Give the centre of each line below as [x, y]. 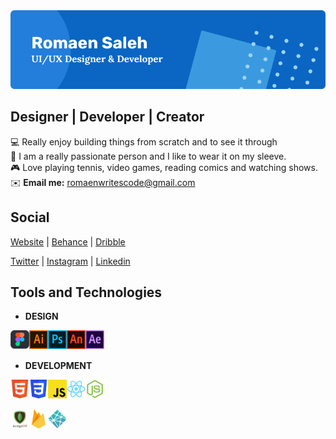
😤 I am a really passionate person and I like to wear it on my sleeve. [148, 156]
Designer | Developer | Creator [107, 117]
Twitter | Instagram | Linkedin [70, 261]
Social [30, 217]
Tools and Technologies [86, 292]
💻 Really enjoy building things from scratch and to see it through [144, 141]
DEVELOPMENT [58, 366]
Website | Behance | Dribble [68, 241]
